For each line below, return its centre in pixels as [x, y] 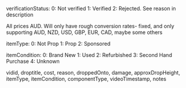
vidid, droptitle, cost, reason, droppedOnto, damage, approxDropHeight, [93, 72]
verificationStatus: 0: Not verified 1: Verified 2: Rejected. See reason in [91, 9]
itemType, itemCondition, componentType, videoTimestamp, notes [86, 79]
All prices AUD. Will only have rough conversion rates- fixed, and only [90, 26]
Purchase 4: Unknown [33, 61]
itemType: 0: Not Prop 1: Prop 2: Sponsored [58, 44]
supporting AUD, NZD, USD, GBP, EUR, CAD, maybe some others [84, 32]
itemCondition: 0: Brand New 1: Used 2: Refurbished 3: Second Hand [89, 55]
